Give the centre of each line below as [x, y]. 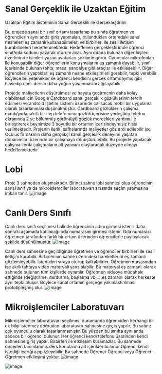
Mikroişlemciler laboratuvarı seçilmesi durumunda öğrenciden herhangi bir [80, 321]
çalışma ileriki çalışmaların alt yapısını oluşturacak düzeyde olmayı [71, 144]
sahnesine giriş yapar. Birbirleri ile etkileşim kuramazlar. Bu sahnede [73, 341]
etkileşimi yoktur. [43, 356]
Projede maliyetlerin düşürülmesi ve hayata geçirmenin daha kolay [71, 93]
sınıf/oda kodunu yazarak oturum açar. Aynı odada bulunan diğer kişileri [77, 53]
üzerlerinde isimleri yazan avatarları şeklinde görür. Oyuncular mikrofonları [80, 57]
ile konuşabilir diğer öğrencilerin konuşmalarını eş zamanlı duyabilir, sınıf [77, 63]
